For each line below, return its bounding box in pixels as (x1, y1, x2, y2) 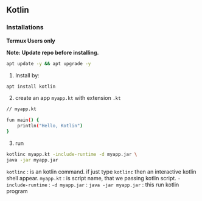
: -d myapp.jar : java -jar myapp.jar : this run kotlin (48, 181, 179, 188)
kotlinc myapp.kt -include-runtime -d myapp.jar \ (6, 151, 138, 157)
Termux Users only (6, 37, 56, 44)
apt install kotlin (6, 83, 56, 90)
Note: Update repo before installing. (6, 49, 99, 56)
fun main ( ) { (6, 117, 40, 124)
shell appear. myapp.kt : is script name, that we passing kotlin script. (6, 174, 176, 182)
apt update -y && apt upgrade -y (6, 60, 91, 66)
